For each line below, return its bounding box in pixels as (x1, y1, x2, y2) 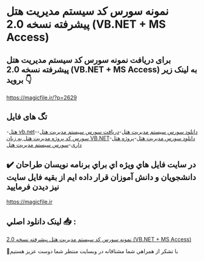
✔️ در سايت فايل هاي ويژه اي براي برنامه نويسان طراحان (6, 159, 197, 170)
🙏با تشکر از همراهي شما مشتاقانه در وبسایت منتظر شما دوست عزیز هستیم (6, 248, 178, 255)
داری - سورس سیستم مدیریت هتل (6, 141, 82, 148)
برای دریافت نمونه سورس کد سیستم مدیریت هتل (6, 55, 171, 65)
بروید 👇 (6, 75, 32, 85)
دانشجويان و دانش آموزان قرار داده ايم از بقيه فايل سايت (6, 172, 197, 183)
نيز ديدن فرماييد (6, 182, 59, 192)
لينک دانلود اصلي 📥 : (6, 216, 76, 227)
